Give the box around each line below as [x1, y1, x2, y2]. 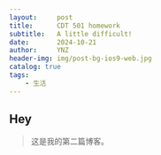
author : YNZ [9, 46, 69, 55]
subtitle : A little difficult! [9, 29, 133, 38]
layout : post [9, 12, 73, 22]
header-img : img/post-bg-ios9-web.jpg [9, 54, 152, 63]
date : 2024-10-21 [9, 37, 97, 47]
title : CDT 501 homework [9, 21, 121, 30]
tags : [9, 71, 29, 80]
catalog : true [9, 63, 62, 72]
